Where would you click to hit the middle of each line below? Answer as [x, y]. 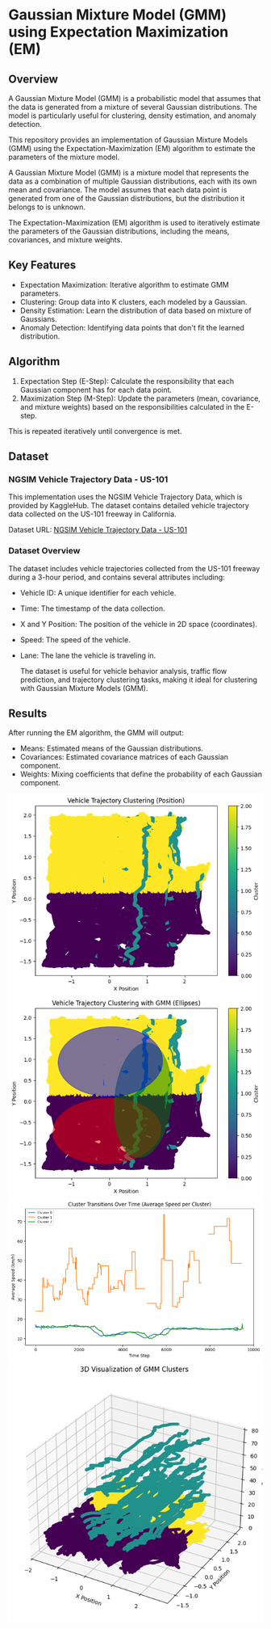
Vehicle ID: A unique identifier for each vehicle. [98, 592]
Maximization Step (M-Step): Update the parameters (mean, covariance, [140, 398]
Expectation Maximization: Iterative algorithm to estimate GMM [125, 284]
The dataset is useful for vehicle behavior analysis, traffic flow [123, 671]
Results [28, 713]
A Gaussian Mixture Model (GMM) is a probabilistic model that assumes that [135, 98]
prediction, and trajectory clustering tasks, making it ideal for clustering [139, 680]
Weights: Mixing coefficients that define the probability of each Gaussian [141, 774]
